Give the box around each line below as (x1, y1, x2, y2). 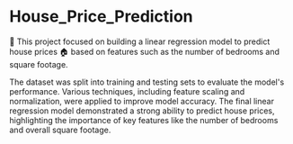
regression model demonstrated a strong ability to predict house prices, (9, 105, 276, 116)
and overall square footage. (9, 124, 111, 135)
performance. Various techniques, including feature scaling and (9, 85, 245, 96)
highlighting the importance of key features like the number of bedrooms (9, 114, 279, 125)
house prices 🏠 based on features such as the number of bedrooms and (9, 46, 280, 57)
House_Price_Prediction (9, 6, 193, 27)
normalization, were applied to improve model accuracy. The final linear (9, 95, 274, 106)
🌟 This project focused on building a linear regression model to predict (9, 36, 271, 47)
